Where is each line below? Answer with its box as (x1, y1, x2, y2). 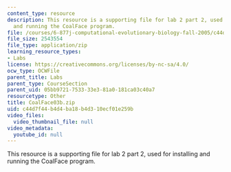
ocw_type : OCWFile (7, 67, 60, 74)
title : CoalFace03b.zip (7, 99, 76, 106)
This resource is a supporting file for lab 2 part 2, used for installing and (7, 150, 211, 158)
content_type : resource (7, 10, 76, 17)
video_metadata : (7, 125, 54, 132)
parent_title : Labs (7, 73, 63, 81)
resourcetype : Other (7, 93, 67, 100)
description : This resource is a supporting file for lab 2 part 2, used (7, 16, 223, 23)
